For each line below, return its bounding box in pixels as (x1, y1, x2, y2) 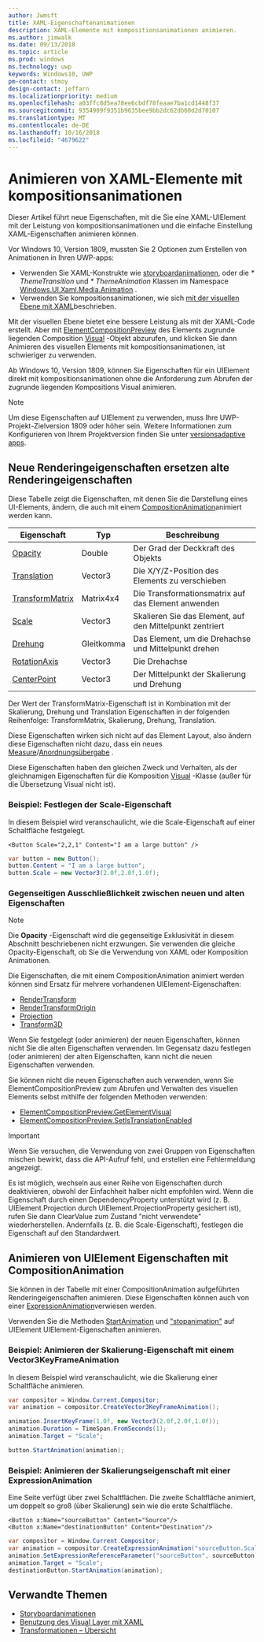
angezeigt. (8, 1163, 42, 1173)
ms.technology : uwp (8, 63, 72, 71)
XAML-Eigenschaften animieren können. (8, 229, 139, 239)
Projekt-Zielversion (8, 421, 70, 431)
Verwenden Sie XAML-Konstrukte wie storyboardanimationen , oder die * (19, 269, 255, 278)
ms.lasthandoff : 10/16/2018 (8, 128, 101, 136)
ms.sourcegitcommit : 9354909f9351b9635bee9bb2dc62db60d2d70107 (8, 107, 220, 115)
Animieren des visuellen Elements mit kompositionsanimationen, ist (8, 342, 225, 351)
